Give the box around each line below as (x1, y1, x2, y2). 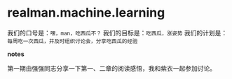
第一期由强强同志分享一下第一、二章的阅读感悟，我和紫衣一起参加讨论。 (7, 64, 216, 72)
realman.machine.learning (7, 5, 165, 21)
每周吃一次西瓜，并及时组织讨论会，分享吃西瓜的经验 (7, 37, 138, 44)
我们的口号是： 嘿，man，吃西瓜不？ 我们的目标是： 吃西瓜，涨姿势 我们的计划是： (7, 28, 228, 37)
